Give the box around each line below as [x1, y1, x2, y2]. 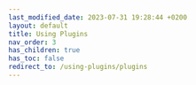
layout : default [8, 21, 68, 30]
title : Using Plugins [8, 29, 89, 38]
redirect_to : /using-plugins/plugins [8, 63, 148, 72]
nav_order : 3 [8, 37, 57, 47]
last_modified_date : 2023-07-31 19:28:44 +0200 [8, 12, 188, 22]
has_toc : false [8, 54, 65, 63]
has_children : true [8, 46, 81, 55]
